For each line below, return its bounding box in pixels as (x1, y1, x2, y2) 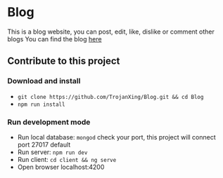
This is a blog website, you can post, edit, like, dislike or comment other (7, 27, 215, 36)
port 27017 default (17, 140, 71, 149)
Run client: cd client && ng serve (17, 155, 117, 163)
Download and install (7, 76, 81, 86)
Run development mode (7, 117, 91, 127)
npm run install (17, 101, 65, 108)
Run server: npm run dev (17, 148, 88, 156)
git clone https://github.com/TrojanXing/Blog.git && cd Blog (17, 93, 204, 100)
